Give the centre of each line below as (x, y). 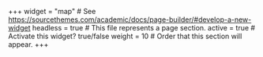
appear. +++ (28, 45)
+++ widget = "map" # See (52, 11)
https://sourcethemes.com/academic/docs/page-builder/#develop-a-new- (130, 20)
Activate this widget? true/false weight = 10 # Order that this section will (125, 36)
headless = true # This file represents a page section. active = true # (143, 28)
